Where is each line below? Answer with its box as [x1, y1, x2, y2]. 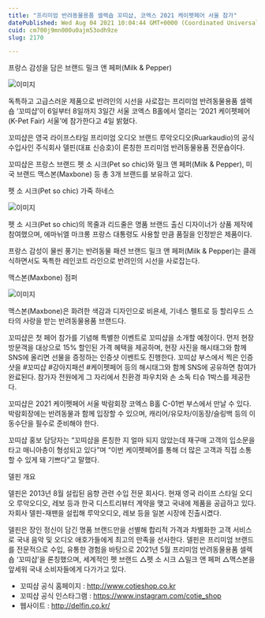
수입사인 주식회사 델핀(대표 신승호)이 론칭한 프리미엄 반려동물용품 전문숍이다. [8, 143, 245, 152]
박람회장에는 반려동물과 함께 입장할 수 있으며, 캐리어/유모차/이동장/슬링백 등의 [8, 409, 248, 419]
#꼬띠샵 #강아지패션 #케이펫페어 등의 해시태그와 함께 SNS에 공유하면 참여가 [22, 363, 256, 372]
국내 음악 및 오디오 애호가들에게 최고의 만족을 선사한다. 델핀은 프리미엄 [16, 535, 233, 545]
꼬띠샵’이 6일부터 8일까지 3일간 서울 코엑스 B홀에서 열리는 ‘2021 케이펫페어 [18, 106, 251, 116]
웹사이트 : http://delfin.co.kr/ [19, 601, 110, 611]
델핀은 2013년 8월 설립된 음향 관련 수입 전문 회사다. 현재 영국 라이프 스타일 [8, 489, 238, 498]
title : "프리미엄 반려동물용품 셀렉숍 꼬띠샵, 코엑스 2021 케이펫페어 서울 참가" [8, 11, 237, 20]
